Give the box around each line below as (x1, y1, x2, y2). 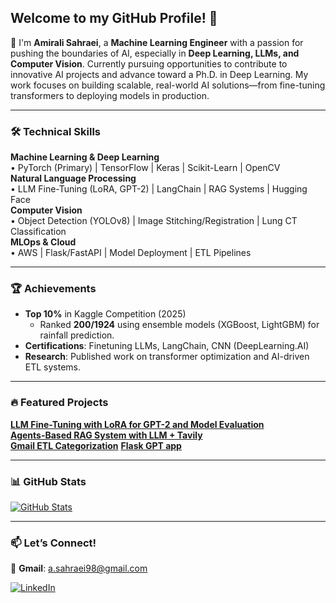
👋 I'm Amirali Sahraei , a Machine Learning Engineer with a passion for (10, 36, 304, 48)
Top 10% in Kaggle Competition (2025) (24, 308, 187, 320)
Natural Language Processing (10, 172, 137, 185)
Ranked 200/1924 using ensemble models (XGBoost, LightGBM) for (39, 319, 320, 331)
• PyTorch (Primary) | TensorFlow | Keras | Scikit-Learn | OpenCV (10, 162, 281, 174)
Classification (10, 226, 67, 238)
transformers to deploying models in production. (10, 89, 210, 101)
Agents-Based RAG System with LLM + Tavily (10, 429, 203, 441)
